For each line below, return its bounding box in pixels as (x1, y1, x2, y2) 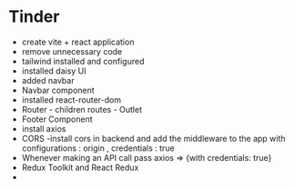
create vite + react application (21, 36, 135, 47)
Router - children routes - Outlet (21, 104, 143, 114)
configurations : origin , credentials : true (21, 143, 175, 154)
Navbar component (21, 85, 95, 95)
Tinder (8, 6, 60, 27)
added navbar (21, 75, 75, 85)
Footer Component (21, 114, 93, 124)
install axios (21, 123, 66, 134)
